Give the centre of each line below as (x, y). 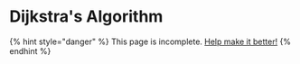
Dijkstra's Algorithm (86, 17)
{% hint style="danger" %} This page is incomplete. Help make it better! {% (150, 41)
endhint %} (30, 50)
